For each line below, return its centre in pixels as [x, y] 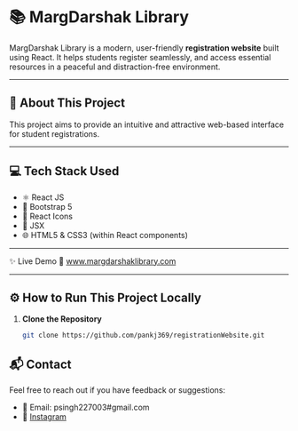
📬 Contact [40, 364]
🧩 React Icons [47, 216]
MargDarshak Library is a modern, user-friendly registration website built [144, 48]
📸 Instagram [44, 417]
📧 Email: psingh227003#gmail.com [86, 407]
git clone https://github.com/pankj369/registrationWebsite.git [143, 335]
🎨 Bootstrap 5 [47, 206]
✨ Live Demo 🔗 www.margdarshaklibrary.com [93, 261]
